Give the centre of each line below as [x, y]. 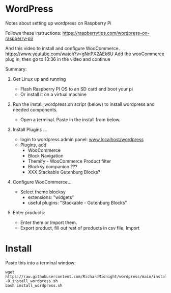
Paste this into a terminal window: [41, 263]
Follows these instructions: [33, 33]
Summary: [16, 69]
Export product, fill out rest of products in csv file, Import [80, 228]
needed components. [35, 109]
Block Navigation [46, 155]
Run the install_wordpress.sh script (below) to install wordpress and [83, 104]
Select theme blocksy [43, 192]
